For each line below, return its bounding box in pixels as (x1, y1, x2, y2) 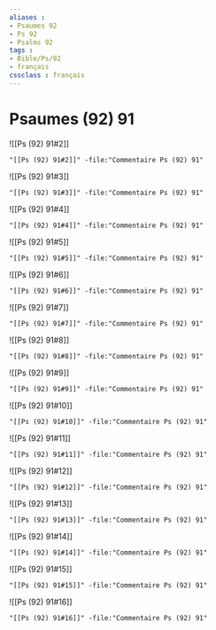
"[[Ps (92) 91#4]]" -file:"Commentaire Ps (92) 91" (9, 221, 204, 230)
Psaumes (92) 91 (9, 108, 135, 129)
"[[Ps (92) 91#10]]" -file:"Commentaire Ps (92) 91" (9, 417, 208, 426)
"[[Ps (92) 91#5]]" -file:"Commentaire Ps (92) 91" (9, 254, 204, 263)
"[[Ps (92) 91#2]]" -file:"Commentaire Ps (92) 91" (9, 155, 204, 164)
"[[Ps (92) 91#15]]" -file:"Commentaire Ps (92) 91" (9, 580, 208, 590)
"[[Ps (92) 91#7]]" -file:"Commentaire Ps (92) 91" (9, 319, 204, 328)
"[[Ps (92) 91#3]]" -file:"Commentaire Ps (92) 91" (9, 188, 204, 197)
